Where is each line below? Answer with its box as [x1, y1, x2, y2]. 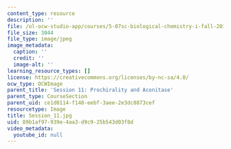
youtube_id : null [13, 131, 63, 138]
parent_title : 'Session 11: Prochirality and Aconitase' [7, 87, 174, 93]
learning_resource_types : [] [7, 67, 91, 74]
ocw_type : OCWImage [7, 80, 63, 87]
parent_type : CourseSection [7, 93, 88, 100]
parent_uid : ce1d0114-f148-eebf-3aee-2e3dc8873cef [7, 100, 155, 106]
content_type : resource [7, 10, 76, 17]
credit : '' [13, 55, 45, 62]
